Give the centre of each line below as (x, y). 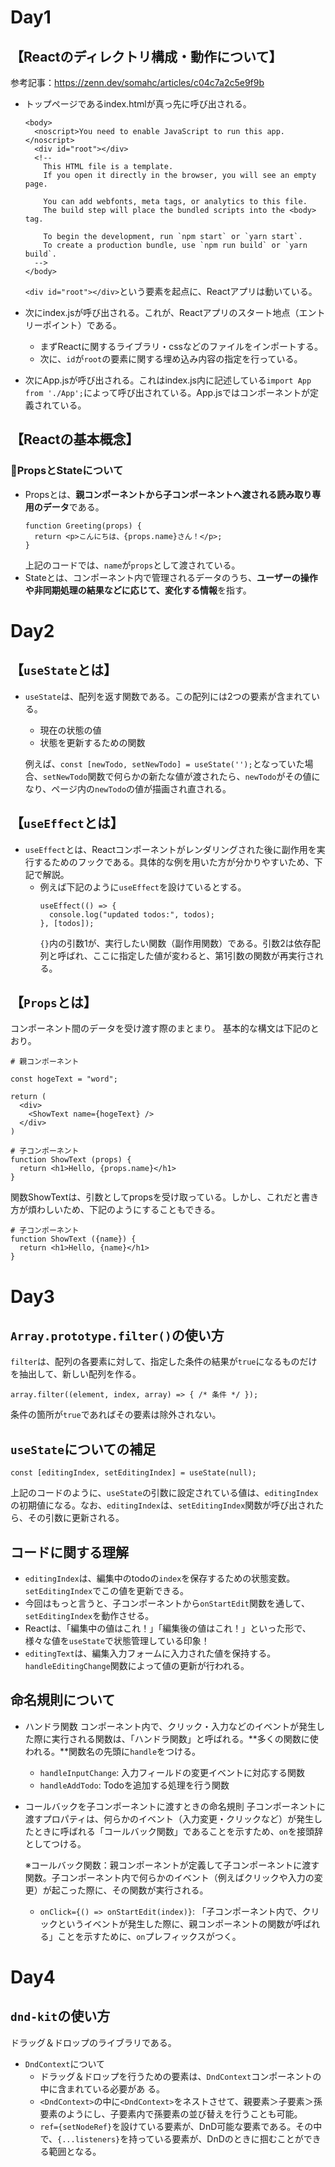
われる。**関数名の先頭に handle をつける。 (113, 1751)
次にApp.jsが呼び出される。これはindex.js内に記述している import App (168, 380)
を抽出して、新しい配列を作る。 (76, 1374)
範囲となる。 (75, 2151)
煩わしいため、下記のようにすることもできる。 (124, 1210)
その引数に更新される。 (76, 1518)
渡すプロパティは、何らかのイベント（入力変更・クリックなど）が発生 (169, 1818)
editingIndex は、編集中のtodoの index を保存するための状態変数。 (160, 1578)
